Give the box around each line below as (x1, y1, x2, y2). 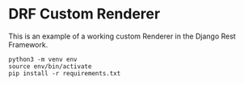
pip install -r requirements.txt (8, 69, 121, 77)
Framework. (8, 39, 48, 49)
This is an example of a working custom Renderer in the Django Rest (8, 31, 236, 41)
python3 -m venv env (8, 55, 78, 63)
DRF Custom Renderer (8, 5, 161, 23)
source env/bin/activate (8, 62, 92, 71)
